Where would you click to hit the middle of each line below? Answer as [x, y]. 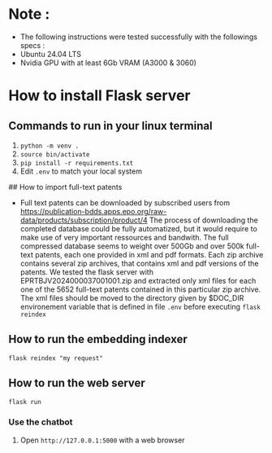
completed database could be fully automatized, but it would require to [138, 228]
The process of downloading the [203, 220]
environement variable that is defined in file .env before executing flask [140, 306]
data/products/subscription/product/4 [84, 220]
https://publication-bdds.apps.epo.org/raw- [93, 211]
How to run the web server [77, 383]
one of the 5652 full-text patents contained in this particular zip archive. [140, 289]
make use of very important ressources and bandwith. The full [124, 237]
